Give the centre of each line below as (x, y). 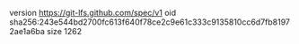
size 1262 (64, 31)
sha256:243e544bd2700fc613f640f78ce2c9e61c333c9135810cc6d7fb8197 (149, 22)
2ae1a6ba (27, 31)
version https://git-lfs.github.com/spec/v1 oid (93, 13)
